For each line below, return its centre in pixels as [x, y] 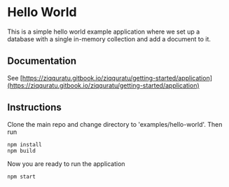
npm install [25, 144]
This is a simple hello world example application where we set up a [104, 32]
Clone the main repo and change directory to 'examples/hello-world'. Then [115, 124]
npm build [22, 151]
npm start [22, 176]
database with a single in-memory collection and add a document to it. [109, 39]
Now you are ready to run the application [66, 164]
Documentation [42, 61]
